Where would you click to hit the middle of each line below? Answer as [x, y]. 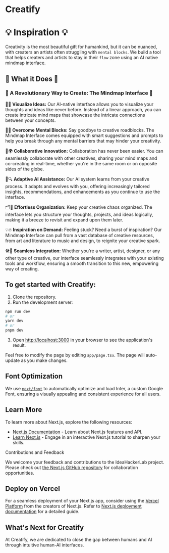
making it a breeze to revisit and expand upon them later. [64, 220]
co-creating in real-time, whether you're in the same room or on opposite [81, 163]
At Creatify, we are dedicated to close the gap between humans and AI [79, 540]
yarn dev [14, 321]
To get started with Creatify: [50, 285]
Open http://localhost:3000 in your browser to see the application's [82, 340]
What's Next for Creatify [45, 527]
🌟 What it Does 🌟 [32, 79]
